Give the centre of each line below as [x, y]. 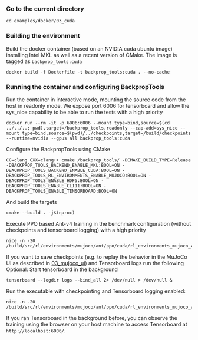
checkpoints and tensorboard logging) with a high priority [76, 230]
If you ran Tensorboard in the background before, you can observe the [92, 318]
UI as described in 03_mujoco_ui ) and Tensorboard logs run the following [95, 263]
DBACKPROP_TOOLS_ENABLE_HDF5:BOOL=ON [52, 181]
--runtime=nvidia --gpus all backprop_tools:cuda [68, 138]
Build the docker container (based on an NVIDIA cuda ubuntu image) [89, 48]
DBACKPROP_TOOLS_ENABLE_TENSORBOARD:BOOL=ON [62, 191]
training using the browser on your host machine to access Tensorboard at [97, 324]
